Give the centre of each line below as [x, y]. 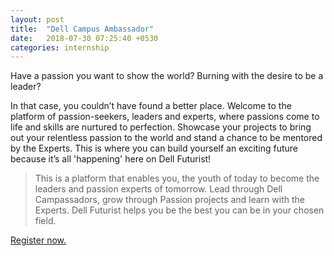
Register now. [38, 240]
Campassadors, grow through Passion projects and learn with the [169, 200]
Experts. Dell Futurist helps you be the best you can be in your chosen [179, 210]
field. [45, 221]
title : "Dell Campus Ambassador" [82, 29]
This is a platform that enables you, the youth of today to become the [177, 178]
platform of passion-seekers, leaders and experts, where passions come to [165, 117]
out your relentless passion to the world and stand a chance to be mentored [166, 138]
